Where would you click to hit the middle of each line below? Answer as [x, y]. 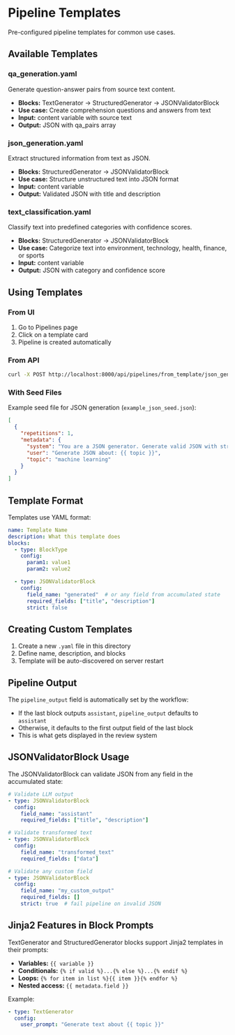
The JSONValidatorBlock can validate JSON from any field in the [101, 774]
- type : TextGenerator [41, 1012]
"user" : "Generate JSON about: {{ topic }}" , [93, 453]
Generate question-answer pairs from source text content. [92, 89]
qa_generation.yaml [43, 74]
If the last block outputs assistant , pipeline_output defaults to [108, 713]
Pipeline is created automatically [65, 342]
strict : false [47, 607]
